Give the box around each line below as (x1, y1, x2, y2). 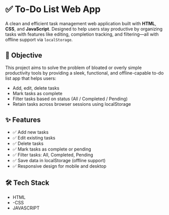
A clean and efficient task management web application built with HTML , (5, 20, 156, 26)
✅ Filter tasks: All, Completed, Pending (12, 152, 93, 158)
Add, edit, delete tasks (12, 85, 60, 91)
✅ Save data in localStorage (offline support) (12, 157, 106, 163)
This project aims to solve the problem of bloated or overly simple (5, 64, 142, 70)
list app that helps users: (5, 75, 57, 81)
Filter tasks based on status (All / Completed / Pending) (12, 96, 128, 102)
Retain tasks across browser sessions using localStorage (12, 101, 131, 107)
